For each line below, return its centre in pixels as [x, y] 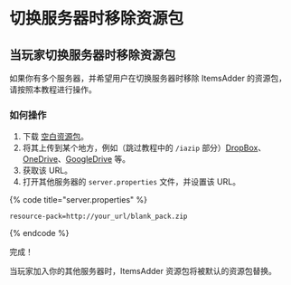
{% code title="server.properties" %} [78, 200]
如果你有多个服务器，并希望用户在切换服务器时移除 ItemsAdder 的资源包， [148, 78]
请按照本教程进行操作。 [53, 90]
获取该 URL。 [47, 171]
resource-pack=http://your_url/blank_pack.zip [99, 217]
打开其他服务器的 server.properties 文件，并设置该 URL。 [131, 182]
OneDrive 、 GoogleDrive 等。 [76, 159]
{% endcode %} [39, 233]
